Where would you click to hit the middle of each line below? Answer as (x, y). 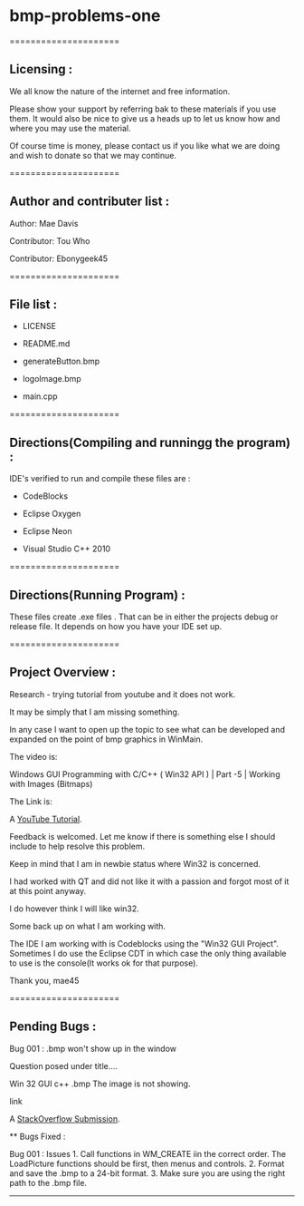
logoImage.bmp (52, 379)
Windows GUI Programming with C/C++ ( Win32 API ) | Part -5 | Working (145, 774)
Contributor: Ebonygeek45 (59, 258)
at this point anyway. (48, 890)
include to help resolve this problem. (77, 846)
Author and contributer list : (90, 202)
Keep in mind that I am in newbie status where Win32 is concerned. (135, 863)
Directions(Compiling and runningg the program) (150, 442)
